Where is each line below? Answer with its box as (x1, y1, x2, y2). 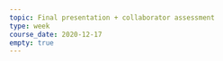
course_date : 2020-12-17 (9, 30, 103, 39)
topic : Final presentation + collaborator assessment (9, 13, 216, 22)
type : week (9, 22, 50, 30)
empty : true (9, 38, 54, 48)
